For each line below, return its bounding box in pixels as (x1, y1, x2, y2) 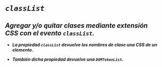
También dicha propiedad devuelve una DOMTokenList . (12, 56, 123, 62)
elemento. (12, 47, 34, 52)
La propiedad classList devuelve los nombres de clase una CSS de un (12, 42, 158, 48)
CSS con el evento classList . (5, 29, 95, 37)
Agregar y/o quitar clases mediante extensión (5, 21, 148, 30)
